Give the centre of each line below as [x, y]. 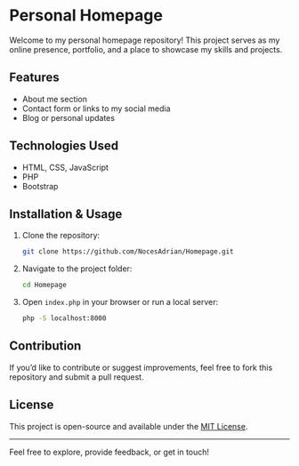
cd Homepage [44, 285]
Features [34, 78]
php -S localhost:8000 [64, 318]
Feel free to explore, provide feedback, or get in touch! [109, 452]
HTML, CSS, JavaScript [65, 167]
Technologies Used [64, 146]
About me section [54, 99]
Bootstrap [40, 186]
